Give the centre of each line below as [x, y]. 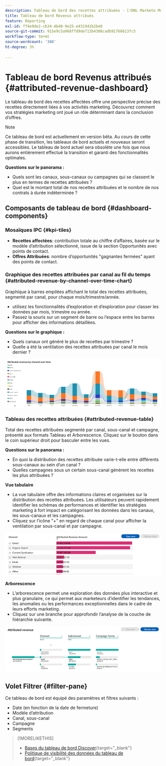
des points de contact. [35, 262]
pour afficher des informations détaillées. [54, 322]
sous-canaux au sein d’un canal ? [46, 465]
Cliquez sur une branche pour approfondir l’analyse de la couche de [82, 614]
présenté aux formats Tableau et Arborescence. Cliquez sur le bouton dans [82, 435]
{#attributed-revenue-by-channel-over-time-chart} [69, 281]
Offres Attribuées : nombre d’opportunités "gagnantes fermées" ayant [83, 256]
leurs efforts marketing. [36, 609]
